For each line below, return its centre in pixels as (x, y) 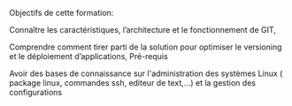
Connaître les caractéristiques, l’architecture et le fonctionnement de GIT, (143, 30)
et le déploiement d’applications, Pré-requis (88, 56)
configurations (36, 92)
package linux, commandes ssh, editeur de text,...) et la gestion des (133, 83)
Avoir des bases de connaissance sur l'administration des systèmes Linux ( (146, 73)
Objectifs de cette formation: (61, 13)
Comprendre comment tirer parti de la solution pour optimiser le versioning (146, 47)
